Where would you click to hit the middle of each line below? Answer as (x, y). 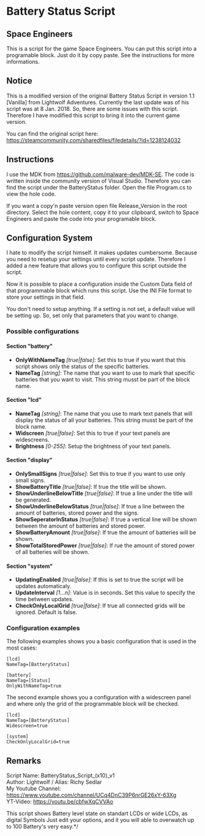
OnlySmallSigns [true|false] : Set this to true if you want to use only (100, 474)
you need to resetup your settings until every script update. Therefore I (96, 259)
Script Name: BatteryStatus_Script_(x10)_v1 (60, 776)
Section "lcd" (24, 400)
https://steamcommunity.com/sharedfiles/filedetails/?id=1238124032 (94, 140)
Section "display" (29, 460)
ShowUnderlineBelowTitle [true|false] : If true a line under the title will (104, 493)
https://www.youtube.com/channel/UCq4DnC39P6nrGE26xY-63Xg (91, 795)
